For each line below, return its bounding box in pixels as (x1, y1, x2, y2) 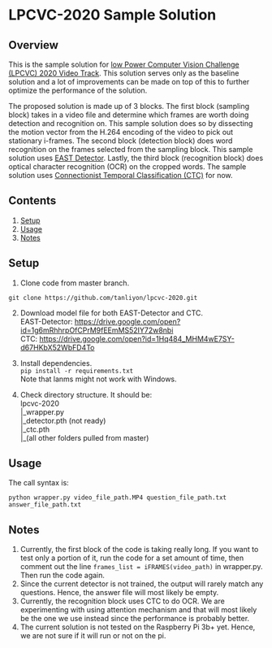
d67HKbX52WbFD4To (19, 342, 95, 352)
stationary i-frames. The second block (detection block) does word (8, 136, 233, 146)
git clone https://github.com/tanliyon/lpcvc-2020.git (8, 294, 198, 302)
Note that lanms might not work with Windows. (19, 374, 177, 384)
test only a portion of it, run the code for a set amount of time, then (19, 553, 244, 563)
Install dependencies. (19, 358, 93, 367)
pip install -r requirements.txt (19, 367, 134, 375)
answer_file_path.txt (8, 501, 82, 509)
